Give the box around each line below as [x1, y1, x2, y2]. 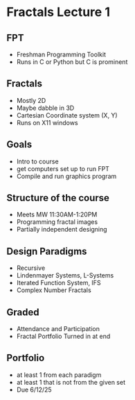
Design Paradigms [6, 245, 87, 257]
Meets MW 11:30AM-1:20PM [16, 210, 98, 219]
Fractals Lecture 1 [6, 4, 110, 20]
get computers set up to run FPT [16, 164, 110, 173]
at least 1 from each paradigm [16, 370, 102, 379]
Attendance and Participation [16, 325, 100, 333]
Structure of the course [6, 192, 110, 204]
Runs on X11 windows [16, 118, 78, 127]
